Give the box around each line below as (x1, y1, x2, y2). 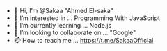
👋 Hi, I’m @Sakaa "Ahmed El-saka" (13, 7, 113, 14)
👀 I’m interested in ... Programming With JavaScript (13, 14, 160, 22)
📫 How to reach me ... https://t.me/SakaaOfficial (13, 37, 154, 44)
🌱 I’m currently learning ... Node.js (13, 21, 112, 29)
